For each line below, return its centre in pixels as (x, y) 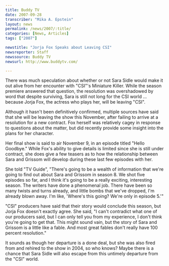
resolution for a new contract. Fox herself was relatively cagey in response (83, 123)
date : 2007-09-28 (24, 15)
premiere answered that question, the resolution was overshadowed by (79, 91)
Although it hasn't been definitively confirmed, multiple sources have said (82, 112)
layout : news (19, 24)
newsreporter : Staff (27, 52)
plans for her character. (30, 134)
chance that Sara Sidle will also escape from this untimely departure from (82, 254)
